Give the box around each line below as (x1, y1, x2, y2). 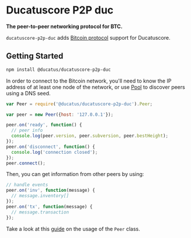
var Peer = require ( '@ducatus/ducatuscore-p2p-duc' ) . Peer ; (6, 101, 153, 107)
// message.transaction (11, 209, 69, 215)
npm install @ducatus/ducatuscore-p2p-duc (6, 67, 111, 73)
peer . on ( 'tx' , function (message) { (6, 203, 93, 209)
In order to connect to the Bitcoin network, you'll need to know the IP (6, 77, 172, 84)
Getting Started (6, 51, 64, 61)
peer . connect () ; (6, 160, 46, 166)
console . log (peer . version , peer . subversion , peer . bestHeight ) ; (11, 133, 169, 139)
